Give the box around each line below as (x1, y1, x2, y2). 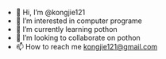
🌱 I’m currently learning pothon (15, 25, 118, 33)
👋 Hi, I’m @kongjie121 (15, 8, 86, 17)
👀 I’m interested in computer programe (15, 16, 143, 26)
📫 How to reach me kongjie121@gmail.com (15, 42, 158, 51)
